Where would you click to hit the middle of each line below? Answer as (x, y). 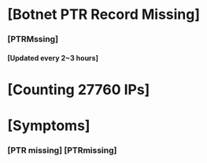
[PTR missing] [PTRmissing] (62, 150)
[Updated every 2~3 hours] (53, 57)
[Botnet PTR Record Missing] (104, 15)
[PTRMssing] (33, 39)
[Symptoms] (49, 126)
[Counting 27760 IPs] (79, 89)
